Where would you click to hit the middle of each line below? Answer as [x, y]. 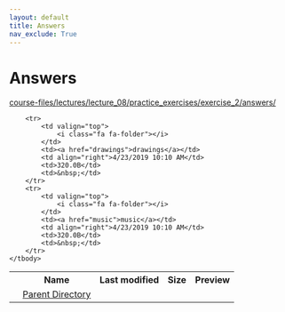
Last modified [129, 280]
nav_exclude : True [43, 34]
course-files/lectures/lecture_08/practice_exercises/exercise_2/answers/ [143, 102]
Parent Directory [57, 294]
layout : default [39, 17]
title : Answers [37, 26]
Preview [213, 280]
